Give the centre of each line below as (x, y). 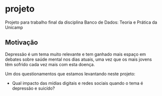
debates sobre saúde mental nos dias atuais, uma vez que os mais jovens (78, 59)
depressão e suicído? (33, 88)
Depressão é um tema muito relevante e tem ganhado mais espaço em (76, 54)
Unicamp (14, 27)
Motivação (22, 43)
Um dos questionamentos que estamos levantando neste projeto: (70, 74)
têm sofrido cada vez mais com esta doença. (50, 64)
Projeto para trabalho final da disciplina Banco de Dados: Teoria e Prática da (81, 22)
